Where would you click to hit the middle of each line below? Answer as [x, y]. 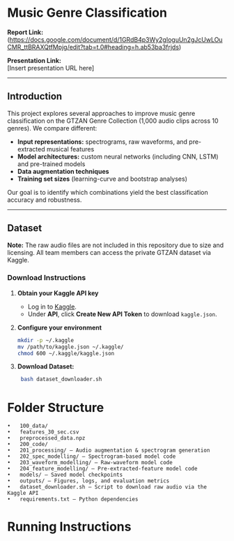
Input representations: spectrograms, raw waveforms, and [102, 142]
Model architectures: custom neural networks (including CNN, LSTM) [118, 156]
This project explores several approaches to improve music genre [101, 113]
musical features [70, 149]
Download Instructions [47, 278]
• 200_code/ [28, 445]
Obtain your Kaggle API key [58, 293]
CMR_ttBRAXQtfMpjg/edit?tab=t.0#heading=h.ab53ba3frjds [93, 47]
